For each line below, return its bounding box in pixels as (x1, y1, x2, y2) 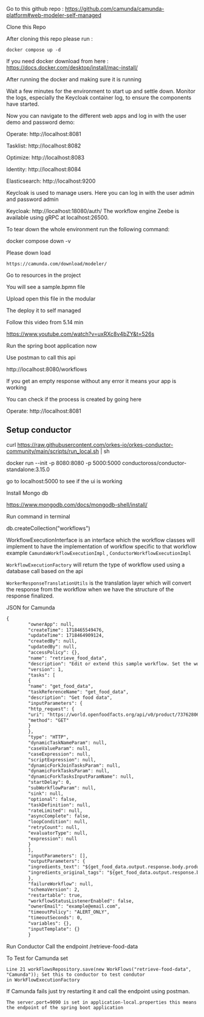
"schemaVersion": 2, (28, 886, 80, 893)
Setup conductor (6, 425, 72, 435)
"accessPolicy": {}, (28, 650, 80, 656)
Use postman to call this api (6, 354, 76, 361)
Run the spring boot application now (6, 342, 97, 349)
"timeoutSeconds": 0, (28, 915, 83, 921)
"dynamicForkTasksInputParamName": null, (28, 774, 135, 780)
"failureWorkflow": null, (28, 880, 94, 887)
